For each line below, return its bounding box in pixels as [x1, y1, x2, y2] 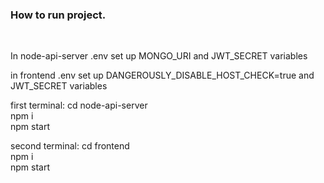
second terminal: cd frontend [10, 140, 130, 152]
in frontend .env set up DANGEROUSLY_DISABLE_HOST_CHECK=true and [10, 69, 315, 82]
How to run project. [10, 8, 107, 22]
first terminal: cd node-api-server [10, 99, 148, 112]
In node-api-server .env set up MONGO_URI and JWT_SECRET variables [10, 50, 308, 62]
